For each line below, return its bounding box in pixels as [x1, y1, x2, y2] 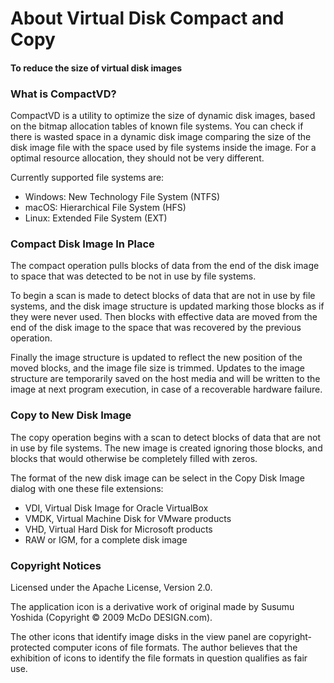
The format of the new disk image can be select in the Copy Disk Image [10, 472, 305, 484]
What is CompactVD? [10, 87, 117, 101]
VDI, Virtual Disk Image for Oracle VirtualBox [24, 502, 209, 514]
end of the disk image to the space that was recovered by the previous [10, 322, 302, 334]
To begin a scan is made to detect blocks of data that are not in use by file [10, 290, 316, 302]
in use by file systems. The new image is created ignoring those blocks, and [10, 442, 323, 454]
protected [10, 641, 51, 653]
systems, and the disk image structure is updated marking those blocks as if [10, 300, 325, 312]
